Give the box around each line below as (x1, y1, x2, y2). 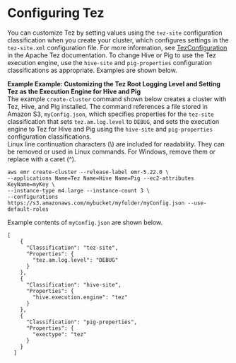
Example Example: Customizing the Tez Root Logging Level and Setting (7, 79, 221, 88)
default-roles (7, 205, 49, 213)
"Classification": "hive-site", (25, 281, 122, 288)
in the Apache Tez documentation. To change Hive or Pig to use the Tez (7, 51, 217, 59)
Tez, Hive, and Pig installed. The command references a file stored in (7, 102, 208, 110)
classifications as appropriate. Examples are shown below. (7, 66, 178, 74)
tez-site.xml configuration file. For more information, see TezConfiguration (7, 43, 228, 52)
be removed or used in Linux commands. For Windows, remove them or (7, 147, 216, 156)
